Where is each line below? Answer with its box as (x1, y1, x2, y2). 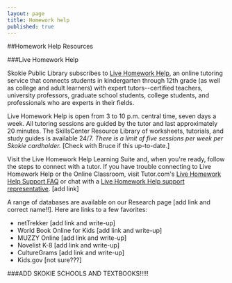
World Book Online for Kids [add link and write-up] (17, 227, 163, 235)
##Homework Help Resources (7, 42, 94, 51)
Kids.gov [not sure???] (17, 256, 82, 264)
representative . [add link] (7, 185, 79, 193)
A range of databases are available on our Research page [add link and (7, 198, 210, 207)
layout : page (7, 10, 45, 17)
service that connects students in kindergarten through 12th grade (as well (7, 76, 221, 85)
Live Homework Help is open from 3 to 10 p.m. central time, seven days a (7, 112, 217, 120)
